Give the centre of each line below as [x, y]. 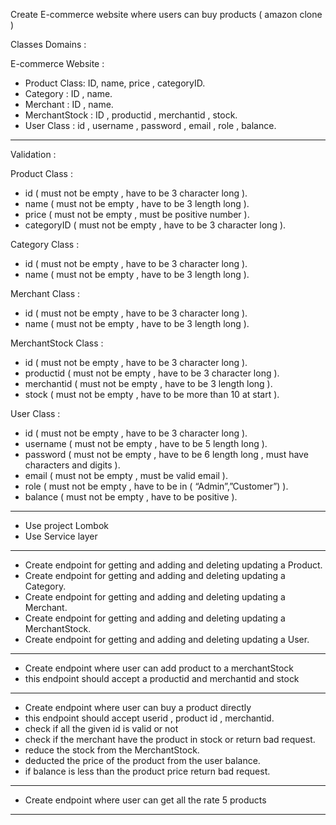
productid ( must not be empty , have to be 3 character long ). [152, 373]
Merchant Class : [45, 293]
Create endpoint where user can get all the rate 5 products [145, 800]
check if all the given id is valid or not [101, 728]
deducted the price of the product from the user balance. [142, 760]
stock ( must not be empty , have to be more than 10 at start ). [152, 394]
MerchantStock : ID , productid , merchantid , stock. [131, 115]
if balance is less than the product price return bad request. [147, 771]
